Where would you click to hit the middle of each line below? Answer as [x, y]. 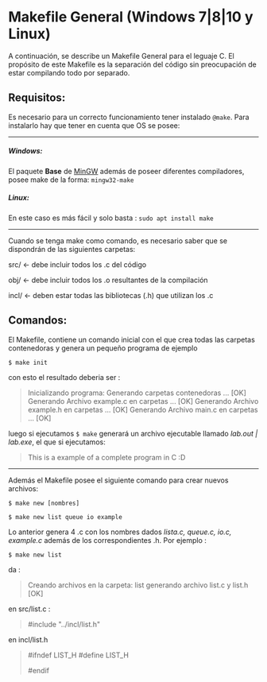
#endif [39, 670]
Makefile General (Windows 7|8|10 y [131, 17]
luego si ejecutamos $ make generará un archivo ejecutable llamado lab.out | [133, 433]
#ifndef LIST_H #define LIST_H [78, 655]
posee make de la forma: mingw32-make [71, 180]
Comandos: [38, 321]
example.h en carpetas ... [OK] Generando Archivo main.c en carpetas [143, 409]
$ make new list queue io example [66, 517]
